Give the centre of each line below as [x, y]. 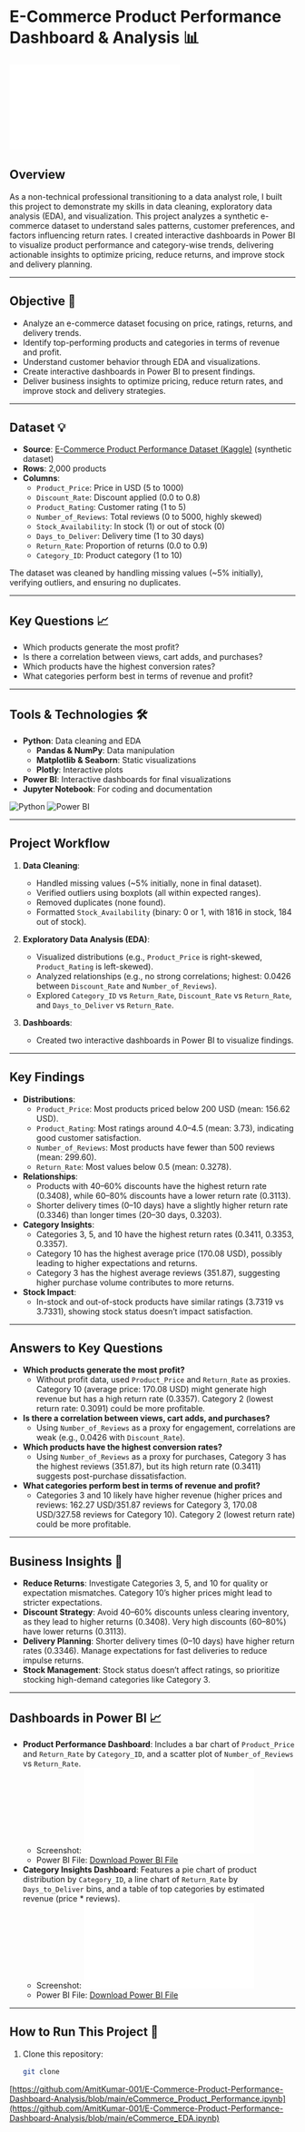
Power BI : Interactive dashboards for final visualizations [127, 779]
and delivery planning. [51, 264]
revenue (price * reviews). [71, 1899]
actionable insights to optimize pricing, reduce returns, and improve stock [148, 254]
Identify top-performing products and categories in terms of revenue [151, 342]
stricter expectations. [62, 1603]
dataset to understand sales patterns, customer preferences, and [173, 225]
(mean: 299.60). [66, 1157]
